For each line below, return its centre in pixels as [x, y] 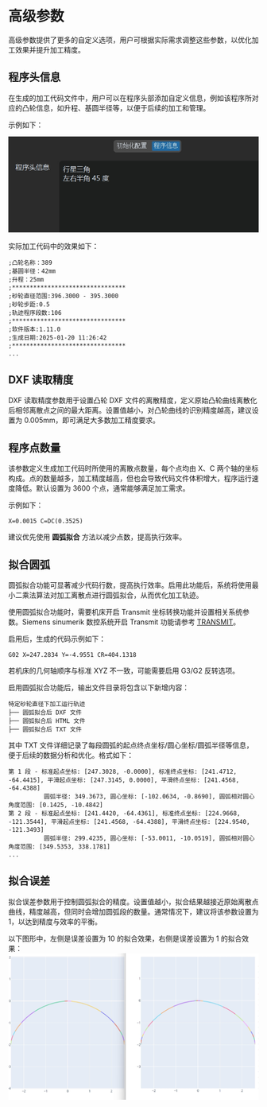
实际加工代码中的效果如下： [54, 246]
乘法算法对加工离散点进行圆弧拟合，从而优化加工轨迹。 [112, 595]
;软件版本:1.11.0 [35, 329]
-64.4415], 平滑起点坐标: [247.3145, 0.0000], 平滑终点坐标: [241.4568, [124, 780]
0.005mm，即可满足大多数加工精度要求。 [92, 420]
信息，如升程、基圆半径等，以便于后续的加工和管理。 [123, 107]
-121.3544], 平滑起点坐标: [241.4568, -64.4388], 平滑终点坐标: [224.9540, [129, 822]
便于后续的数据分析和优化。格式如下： [71, 755]
